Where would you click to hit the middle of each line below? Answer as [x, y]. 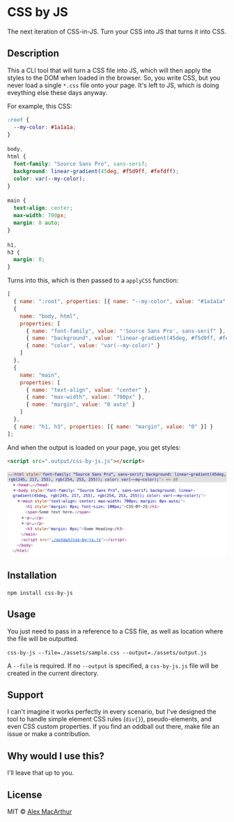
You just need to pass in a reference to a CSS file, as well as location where [115, 631]
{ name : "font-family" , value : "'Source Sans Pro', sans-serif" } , [126, 331]
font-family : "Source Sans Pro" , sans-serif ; [81, 164]
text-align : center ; [43, 208]
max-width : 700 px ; [40, 216]
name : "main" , [40, 375]
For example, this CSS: [40, 106]
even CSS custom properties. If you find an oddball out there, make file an [113, 726]
